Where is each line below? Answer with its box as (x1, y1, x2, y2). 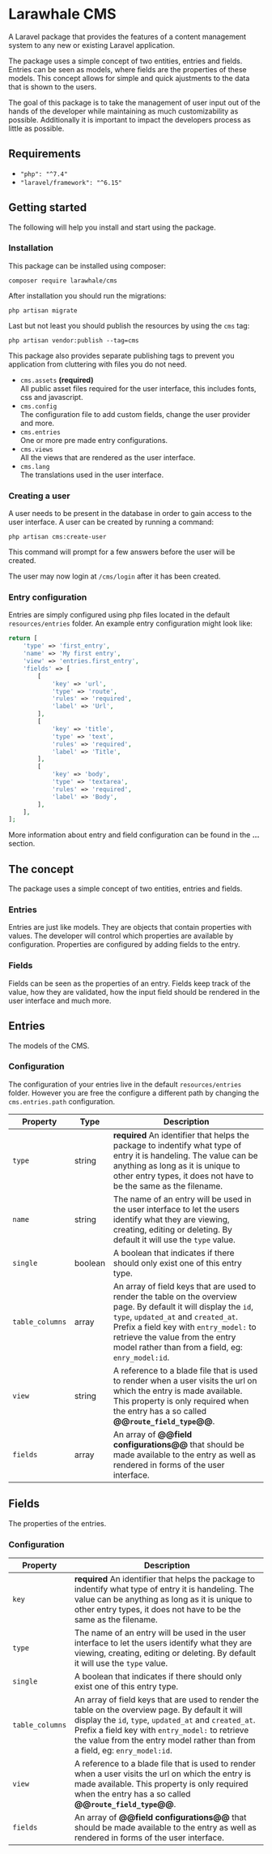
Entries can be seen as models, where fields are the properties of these (8, 64, 247, 74)
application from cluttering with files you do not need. (8, 359, 188, 369)
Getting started (8, 200, 87, 215)
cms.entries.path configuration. (8, 1096, 116, 1106)
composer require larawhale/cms (8, 277, 117, 285)
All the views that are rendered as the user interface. (19, 452, 196, 462)
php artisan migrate (8, 306, 79, 315)
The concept (8, 862, 74, 876)
